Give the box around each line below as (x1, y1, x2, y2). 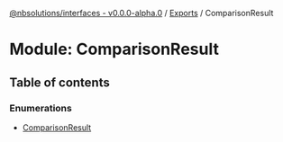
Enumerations (9, 102, 72, 114)
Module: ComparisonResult (9, 40, 219, 59)
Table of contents (9, 75, 110, 90)
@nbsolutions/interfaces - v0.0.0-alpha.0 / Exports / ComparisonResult (9, 8, 274, 18)
